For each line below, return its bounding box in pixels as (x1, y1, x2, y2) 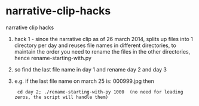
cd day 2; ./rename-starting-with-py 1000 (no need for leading (17, 89, 183, 95)
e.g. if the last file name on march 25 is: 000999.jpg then (14, 77, 155, 85)
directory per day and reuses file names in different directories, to (14, 42, 177, 49)
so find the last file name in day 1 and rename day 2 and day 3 (14, 66, 167, 73)
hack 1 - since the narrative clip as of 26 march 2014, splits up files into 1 (14, 35, 194, 42)
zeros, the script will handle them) (14, 94, 109, 100)
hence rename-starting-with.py (14, 54, 92, 61)
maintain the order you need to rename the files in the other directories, (14, 48, 191, 55)
